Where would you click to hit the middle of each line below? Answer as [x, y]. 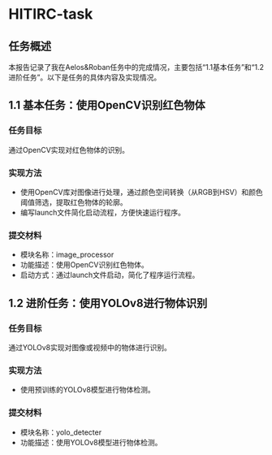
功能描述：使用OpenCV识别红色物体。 [84, 265]
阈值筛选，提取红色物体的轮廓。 [73, 202]
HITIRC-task [51, 14]
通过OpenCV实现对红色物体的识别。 [69, 149]
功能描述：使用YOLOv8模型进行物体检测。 [91, 442]
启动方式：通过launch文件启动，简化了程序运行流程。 [110, 275]
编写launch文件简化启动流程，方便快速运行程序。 [102, 212]
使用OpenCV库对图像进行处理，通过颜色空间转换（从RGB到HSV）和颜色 [142, 192]
